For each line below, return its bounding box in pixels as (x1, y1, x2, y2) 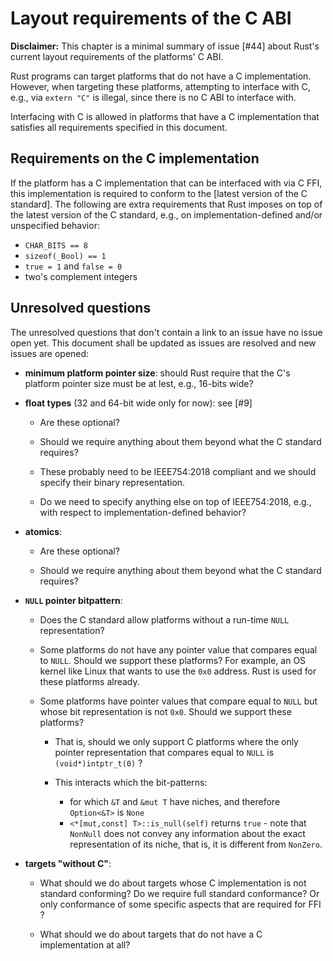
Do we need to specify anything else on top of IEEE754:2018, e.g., (39, 495, 312, 507)
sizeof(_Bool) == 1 (24, 251, 107, 261)
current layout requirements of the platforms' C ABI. (10, 50, 224, 62)
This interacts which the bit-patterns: (54, 776, 208, 788)
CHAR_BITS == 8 (24, 240, 89, 251)
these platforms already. (39, 675, 140, 687)
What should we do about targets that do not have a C (39, 928, 263, 940)
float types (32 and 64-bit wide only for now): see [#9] (24, 397, 253, 409)
